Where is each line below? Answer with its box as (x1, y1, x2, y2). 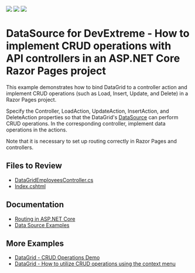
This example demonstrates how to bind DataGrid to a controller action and (6, 83, 187, 90)
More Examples (6, 238, 64, 248)
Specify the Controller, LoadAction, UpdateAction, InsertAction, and (6, 107, 169, 114)
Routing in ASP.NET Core (14, 215, 76, 223)
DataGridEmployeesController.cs (14, 176, 94, 183)
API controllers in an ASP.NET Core (6, 52, 180, 65)
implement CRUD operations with (6, 39, 172, 53)
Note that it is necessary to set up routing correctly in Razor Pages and (6, 137, 177, 144)
